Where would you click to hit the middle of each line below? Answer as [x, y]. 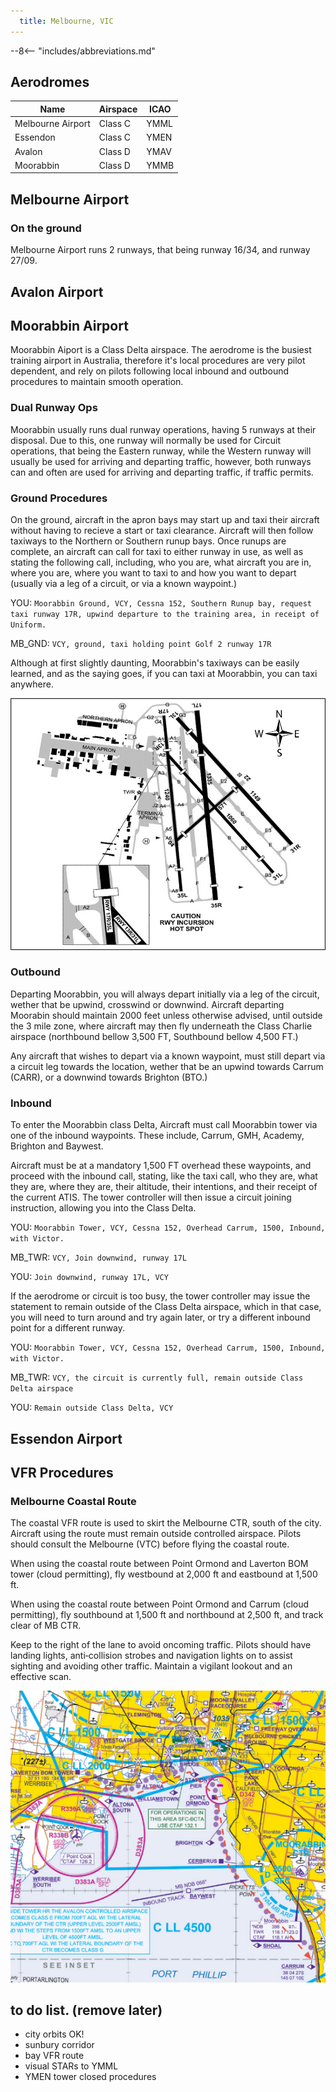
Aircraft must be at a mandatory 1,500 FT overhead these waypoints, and [161, 1166]
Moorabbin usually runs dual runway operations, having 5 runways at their [163, 429]
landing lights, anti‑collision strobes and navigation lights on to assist [151, 1656]
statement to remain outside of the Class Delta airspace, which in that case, [166, 1307]
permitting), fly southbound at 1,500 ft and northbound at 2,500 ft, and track [167, 1615]
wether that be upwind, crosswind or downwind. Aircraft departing [147, 1004]
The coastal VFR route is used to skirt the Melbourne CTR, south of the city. [166, 1523]
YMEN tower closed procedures [90, 2077]
